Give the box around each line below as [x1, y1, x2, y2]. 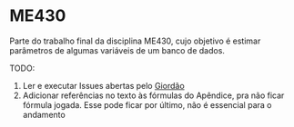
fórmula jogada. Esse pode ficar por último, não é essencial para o [22, 99, 272, 110]
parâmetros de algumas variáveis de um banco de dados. [9, 44, 226, 55]
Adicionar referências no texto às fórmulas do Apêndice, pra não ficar [22, 90, 285, 101]
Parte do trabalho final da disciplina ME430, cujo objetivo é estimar [9, 35, 261, 46]
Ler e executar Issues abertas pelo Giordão [22, 80, 185, 91]
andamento [22, 109, 66, 120]
